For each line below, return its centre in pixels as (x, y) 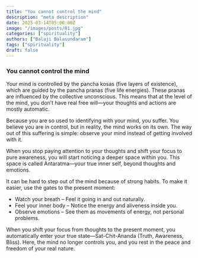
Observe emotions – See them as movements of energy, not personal (99, 212)
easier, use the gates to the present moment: (61, 188)
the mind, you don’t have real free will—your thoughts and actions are (91, 103)
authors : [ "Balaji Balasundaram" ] (49, 39)
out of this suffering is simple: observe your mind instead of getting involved (99, 133)
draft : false (22, 50)
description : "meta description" (47, 17)
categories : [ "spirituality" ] (44, 34)
